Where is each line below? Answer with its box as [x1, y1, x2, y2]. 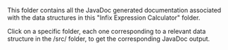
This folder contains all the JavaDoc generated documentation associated [7, 6, 222, 14]
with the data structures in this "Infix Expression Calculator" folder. [7, 13, 201, 22]
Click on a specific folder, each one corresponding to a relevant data [7, 27, 206, 35]
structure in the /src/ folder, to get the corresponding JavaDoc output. [7, 35, 210, 43]
